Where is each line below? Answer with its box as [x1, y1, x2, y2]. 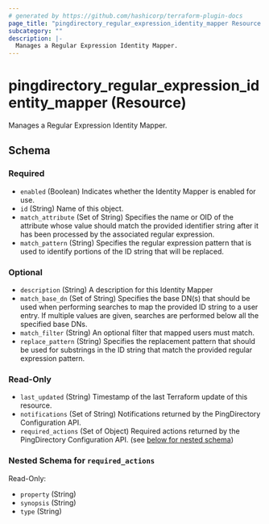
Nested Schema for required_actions [8, 455, 155, 467]
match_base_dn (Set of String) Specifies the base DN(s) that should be [19, 294, 250, 304]
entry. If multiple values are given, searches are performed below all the [19, 311, 259, 321]
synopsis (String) [19, 497, 77, 507]
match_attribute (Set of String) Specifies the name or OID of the [19, 212, 234, 222]
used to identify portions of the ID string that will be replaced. [19, 246, 224, 256]
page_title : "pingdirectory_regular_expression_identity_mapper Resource [8, 19, 262, 27]
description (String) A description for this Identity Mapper [19, 285, 213, 295]
